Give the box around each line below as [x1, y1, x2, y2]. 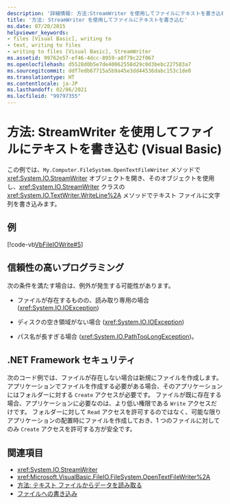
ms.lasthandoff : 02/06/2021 [7, 86, 88, 93]
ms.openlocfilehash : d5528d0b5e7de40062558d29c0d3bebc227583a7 [7, 61, 192, 68]
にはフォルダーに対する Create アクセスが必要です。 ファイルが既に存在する [7, 391, 222, 399]
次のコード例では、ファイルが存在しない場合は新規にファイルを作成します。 [7, 374, 222, 382]
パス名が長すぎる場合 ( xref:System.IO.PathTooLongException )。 [16, 332, 198, 340]
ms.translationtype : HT [7, 73, 75, 81]
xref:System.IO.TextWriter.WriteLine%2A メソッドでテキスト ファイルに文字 [7, 191, 220, 199]
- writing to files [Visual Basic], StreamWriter [7, 49, 152, 55]
